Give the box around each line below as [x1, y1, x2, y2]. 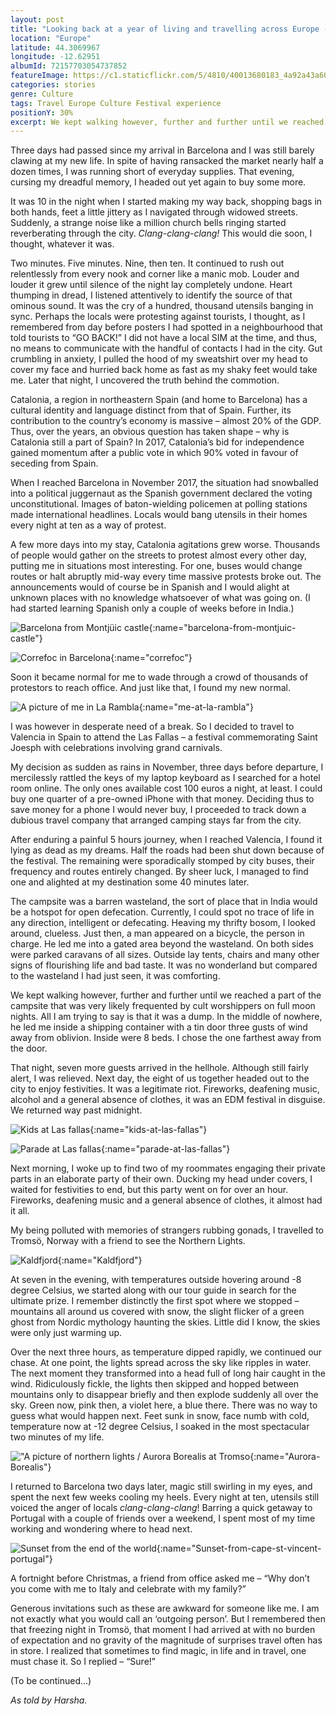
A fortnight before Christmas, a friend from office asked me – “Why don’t [10, 1572, 310, 1585]
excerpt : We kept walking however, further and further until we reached [10, 117, 325, 127]
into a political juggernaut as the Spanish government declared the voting [10, 487, 313, 500]
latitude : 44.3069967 [10, 42, 101, 53]
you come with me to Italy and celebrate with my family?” [10, 1583, 247, 1595]
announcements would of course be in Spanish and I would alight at [10, 581, 290, 593]
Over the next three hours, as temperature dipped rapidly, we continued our [10, 1346, 323, 1358]
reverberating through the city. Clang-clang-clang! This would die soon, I [10, 227, 313, 240]
